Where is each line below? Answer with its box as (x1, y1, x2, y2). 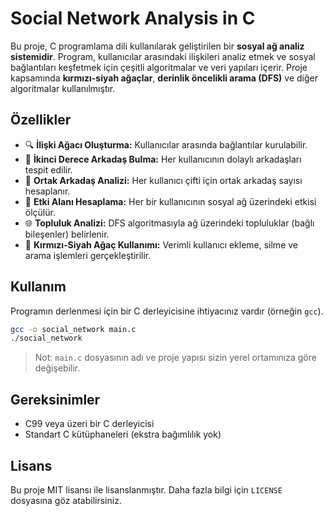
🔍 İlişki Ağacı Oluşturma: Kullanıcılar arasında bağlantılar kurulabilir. (24, 138, 308, 151)
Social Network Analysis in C (10, 7, 256, 30)
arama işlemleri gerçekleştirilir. (24, 249, 152, 261)
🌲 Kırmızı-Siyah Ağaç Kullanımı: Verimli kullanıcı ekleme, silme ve (24, 238, 298, 251)
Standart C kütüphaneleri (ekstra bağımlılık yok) (24, 428, 222, 441)
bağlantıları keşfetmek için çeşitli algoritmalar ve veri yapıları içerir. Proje (10, 61, 308, 73)
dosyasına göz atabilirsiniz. (10, 494, 122, 506)
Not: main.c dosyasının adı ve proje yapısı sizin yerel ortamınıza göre (34, 352, 317, 364)
